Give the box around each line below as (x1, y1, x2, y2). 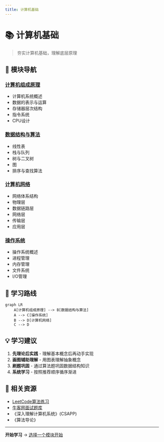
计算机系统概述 (12, 93, 42, 99)
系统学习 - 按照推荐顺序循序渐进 (12, 369, 77, 375)
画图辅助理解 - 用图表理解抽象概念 (12, 357, 82, 362)
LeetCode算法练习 (12, 399, 49, 404)
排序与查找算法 (12, 168, 42, 173)
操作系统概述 (12, 249, 38, 255)
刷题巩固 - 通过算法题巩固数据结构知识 (12, 362, 90, 369)
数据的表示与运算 (12, 100, 47, 105)
